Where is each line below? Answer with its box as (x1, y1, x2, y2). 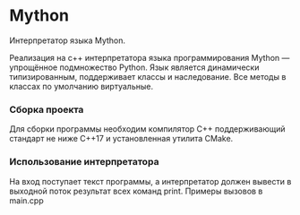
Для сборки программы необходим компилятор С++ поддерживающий (9, 124, 286, 134)
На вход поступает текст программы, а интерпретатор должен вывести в (9, 176, 292, 186)
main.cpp (9, 194, 44, 206)
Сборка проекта (9, 103, 84, 116)
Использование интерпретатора (9, 156, 159, 168)
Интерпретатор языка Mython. (9, 35, 126, 46)
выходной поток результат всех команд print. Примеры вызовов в (9, 185, 263, 196)
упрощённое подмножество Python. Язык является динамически (9, 62, 260, 73)
